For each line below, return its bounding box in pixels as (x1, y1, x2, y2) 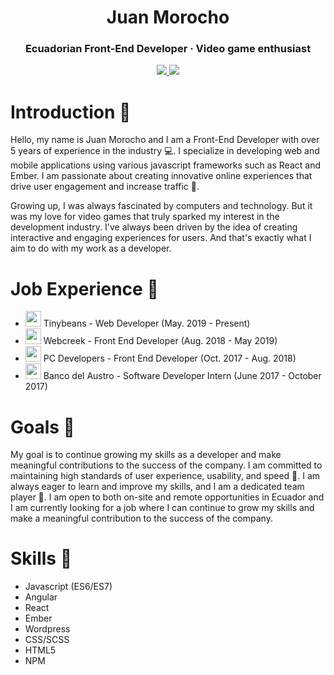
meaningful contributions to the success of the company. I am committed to (10, 459, 323, 471)
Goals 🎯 (10, 416, 75, 438)
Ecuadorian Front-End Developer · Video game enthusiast (24, 42, 312, 56)
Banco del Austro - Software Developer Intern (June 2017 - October (43, 370, 322, 382)
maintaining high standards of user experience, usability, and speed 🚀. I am (10, 470, 321, 482)
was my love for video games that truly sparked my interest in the (10, 211, 280, 223)
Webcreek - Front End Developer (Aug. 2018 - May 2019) (43, 335, 278, 347)
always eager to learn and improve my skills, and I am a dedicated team (10, 481, 305, 493)
